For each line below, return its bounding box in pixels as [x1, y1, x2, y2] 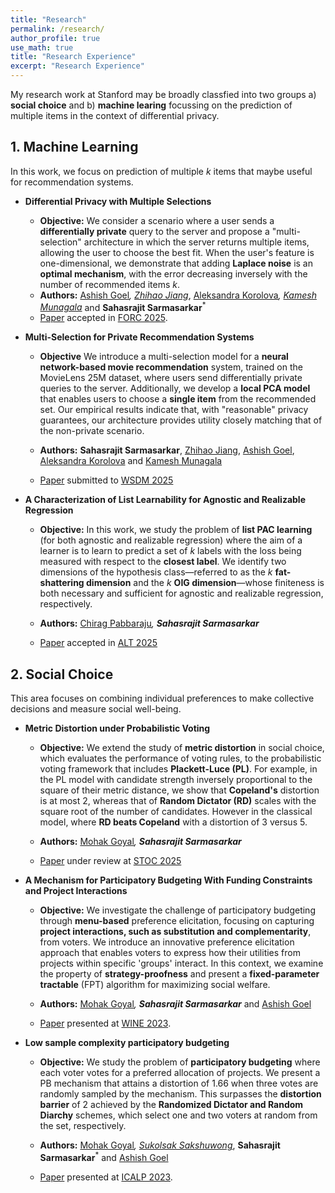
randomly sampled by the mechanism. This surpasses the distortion [39, 1088, 322, 1100]
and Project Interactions [24, 885, 128, 897]
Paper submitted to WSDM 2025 [39, 474, 174, 486]
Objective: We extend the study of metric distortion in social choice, [39, 742, 325, 754]
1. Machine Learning [10, 139, 139, 156]
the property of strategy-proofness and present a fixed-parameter [39, 968, 320, 980]
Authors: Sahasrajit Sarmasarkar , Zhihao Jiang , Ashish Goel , [39, 444, 295, 456]
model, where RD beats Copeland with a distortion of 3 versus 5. [39, 816, 308, 828]
